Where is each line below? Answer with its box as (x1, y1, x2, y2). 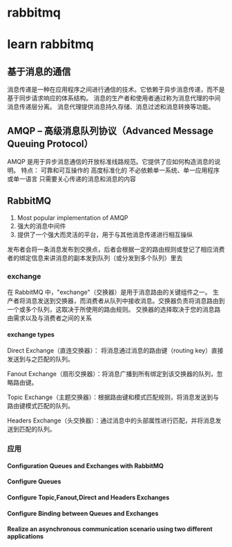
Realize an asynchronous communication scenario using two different (7, 525, 213, 533)
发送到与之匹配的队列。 (7, 355, 74, 364)
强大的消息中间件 (17, 221, 66, 230)
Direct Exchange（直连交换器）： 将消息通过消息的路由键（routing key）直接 (7, 346, 224, 355)
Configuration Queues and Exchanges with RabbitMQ (7, 461, 164, 470)
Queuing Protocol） (7, 138, 93, 149)
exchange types (7, 330, 55, 338)
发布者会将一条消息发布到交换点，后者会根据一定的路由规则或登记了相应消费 (7, 245, 225, 253)
